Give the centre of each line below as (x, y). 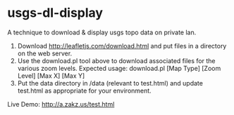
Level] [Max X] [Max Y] (51, 76)
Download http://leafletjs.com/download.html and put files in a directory (122, 46)
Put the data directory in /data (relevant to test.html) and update (110, 83)
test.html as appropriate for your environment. (84, 90)
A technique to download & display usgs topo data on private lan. (102, 32)
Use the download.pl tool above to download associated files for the (116, 60)
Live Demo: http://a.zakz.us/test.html (61, 104)
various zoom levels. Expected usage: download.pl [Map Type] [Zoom (119, 68)
